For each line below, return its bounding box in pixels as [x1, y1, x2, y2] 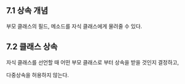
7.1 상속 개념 [6, 5, 48, 16]
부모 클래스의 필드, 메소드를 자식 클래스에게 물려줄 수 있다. [6, 23, 142, 30]
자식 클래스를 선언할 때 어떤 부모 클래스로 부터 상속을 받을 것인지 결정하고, [6, 58, 179, 66]
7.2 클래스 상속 [6, 42, 58, 52]
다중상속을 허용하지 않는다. [6, 71, 69, 79]
